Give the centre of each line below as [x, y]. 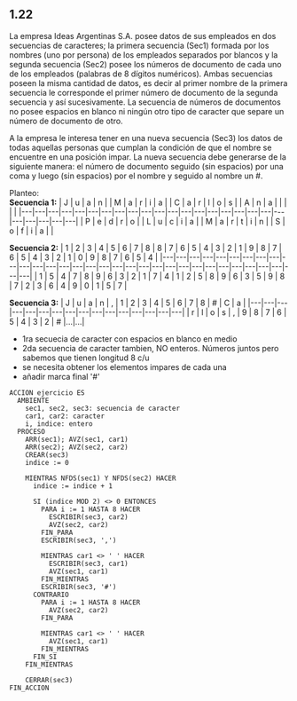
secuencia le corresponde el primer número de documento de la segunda [144, 92]
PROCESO [31, 431]
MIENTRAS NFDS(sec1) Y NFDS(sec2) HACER [101, 478]
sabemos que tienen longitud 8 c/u [86, 358]
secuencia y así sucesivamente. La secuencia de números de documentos [145, 102]
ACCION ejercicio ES [47, 393]
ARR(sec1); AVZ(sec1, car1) [77, 439]
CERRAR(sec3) [49, 680]
